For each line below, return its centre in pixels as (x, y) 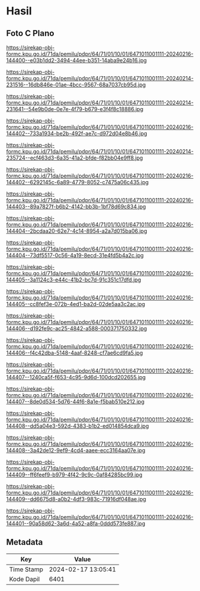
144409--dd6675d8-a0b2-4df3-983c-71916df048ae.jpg (76, 499)
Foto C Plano (30, 33)
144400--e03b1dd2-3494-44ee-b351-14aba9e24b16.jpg (77, 60)
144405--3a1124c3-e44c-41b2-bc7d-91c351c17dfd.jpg (74, 280)
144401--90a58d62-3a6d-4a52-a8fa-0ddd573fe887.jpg (76, 523)
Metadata (25, 542)
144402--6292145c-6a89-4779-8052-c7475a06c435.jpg (78, 182)
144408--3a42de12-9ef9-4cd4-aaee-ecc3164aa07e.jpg (76, 450)
